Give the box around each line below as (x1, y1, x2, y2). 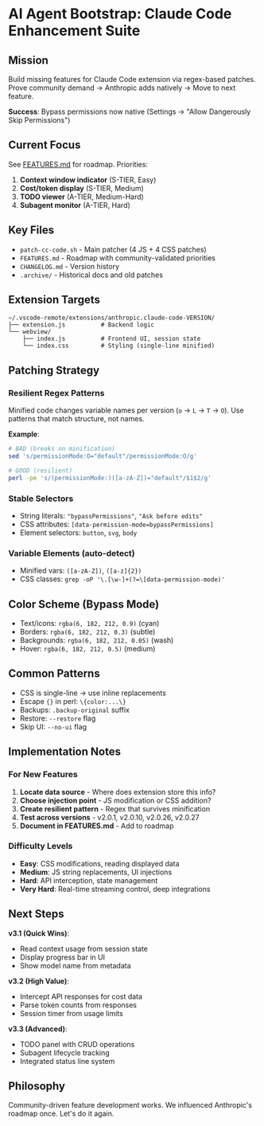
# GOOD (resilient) (8, 467, 73, 475)
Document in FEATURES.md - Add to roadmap (19, 821, 174, 831)
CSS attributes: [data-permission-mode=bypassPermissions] (19, 519, 214, 529)
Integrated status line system (19, 1056, 115, 1065)
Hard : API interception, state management (19, 875, 158, 885)
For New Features (8, 769, 78, 780)
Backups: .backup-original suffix (19, 705, 130, 714)
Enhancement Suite (8, 22, 141, 40)
